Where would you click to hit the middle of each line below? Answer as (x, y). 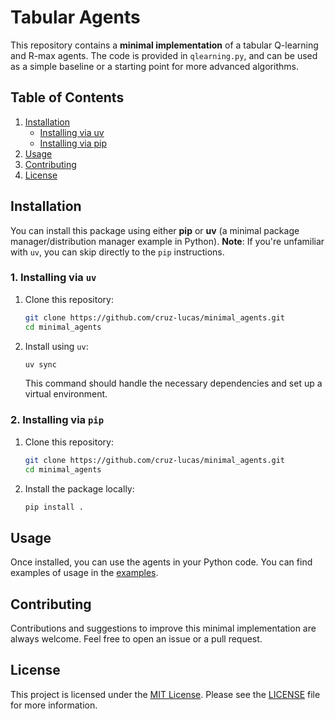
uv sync (40, 364)
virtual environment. (66, 394)
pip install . (54, 507)
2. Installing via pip (57, 420)
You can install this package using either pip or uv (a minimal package (155, 230)
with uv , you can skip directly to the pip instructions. (117, 252)
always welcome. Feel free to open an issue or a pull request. (136, 639)
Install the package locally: (79, 488)
